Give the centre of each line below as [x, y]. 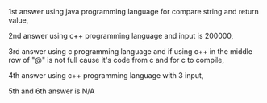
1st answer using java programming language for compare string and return [134, 12]
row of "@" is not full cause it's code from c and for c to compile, [116, 60]
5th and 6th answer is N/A [52, 91]
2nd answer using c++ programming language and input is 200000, [121, 36]
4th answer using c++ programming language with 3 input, [106, 75]
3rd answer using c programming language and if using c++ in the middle [130, 51]
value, [19, 20]
